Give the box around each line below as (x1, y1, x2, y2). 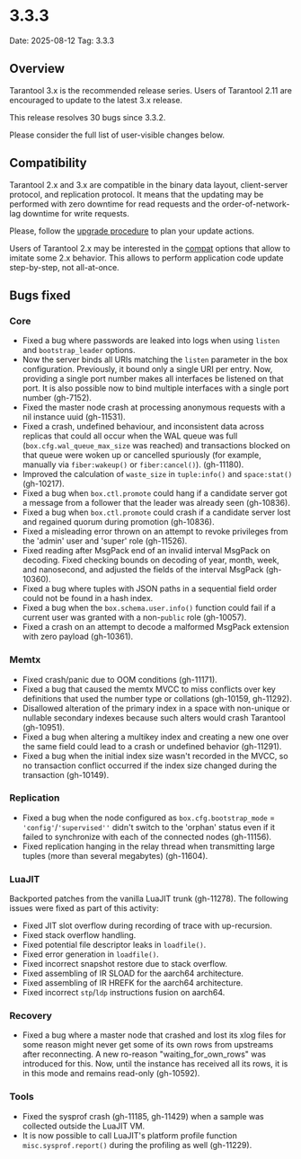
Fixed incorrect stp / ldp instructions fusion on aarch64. (22, 987, 226, 998)
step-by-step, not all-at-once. (9, 261, 120, 272)
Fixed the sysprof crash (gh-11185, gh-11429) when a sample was (22, 1110, 265, 1121)
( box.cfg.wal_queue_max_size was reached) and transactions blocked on (22, 440, 290, 451)
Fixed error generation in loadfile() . (22, 949, 159, 960)
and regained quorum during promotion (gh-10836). (22, 517, 216, 527)
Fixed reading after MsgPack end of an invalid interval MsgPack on (22, 545, 271, 556)
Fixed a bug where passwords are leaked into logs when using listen (22, 335, 280, 346)
